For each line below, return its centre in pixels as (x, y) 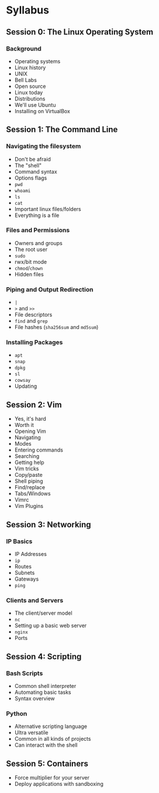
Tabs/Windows (32, 494)
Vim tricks (27, 469)
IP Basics (19, 541)
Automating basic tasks (43, 692)
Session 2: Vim (34, 404)
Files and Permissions (38, 231)
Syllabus (28, 10)
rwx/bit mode (31, 262)
